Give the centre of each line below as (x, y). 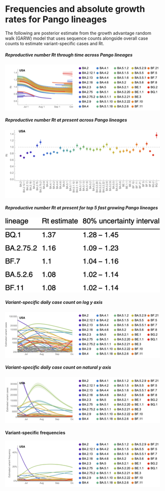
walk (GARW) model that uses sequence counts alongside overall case (77, 38)
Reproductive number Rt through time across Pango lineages (69, 55)
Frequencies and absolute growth (75, 9)
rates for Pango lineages (56, 19)
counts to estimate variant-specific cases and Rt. (55, 43)
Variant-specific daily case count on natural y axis (58, 367)
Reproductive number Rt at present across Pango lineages (66, 120)
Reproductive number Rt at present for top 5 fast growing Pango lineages (82, 208)
